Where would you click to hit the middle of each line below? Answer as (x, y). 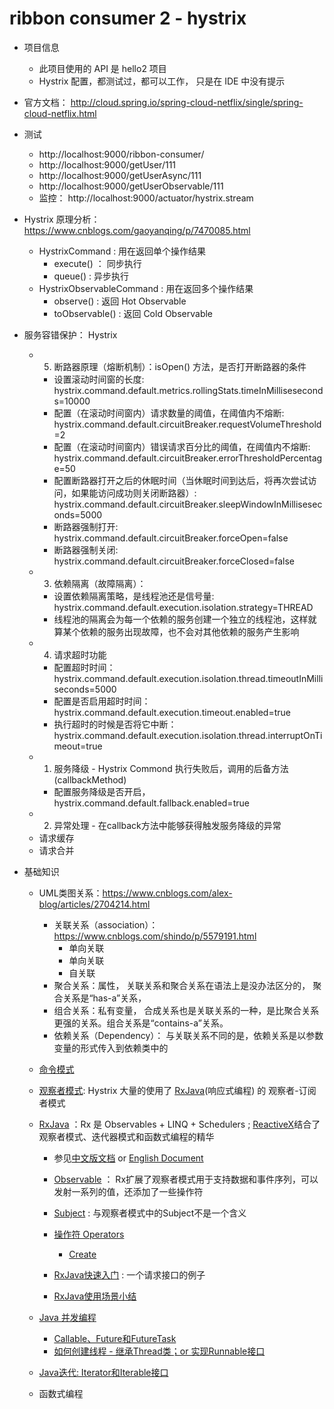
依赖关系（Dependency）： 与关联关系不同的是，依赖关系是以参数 (188, 1035)
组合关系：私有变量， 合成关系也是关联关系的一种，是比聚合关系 (186, 1010)
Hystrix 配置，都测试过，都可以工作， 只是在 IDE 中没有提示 (162, 81)
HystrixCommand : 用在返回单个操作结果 (122, 251)
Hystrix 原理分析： (62, 219)
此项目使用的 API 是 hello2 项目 (102, 68)
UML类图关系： (70, 893)
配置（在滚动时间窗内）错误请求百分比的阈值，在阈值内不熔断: (182, 446)
